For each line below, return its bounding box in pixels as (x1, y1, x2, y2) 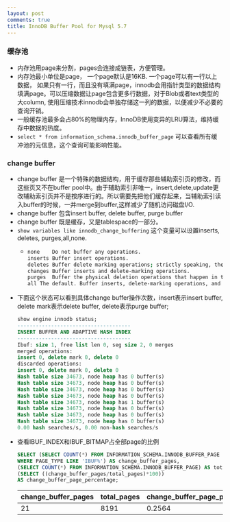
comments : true (7, 16, 51, 23)
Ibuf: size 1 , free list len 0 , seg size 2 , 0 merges (16, 341, 175, 348)
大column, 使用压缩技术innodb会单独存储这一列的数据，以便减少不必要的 (16, 97, 223, 106)
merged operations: (16, 348, 73, 355)
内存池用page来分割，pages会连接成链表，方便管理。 (16, 63, 169, 72)
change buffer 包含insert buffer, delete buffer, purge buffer (16, 209, 183, 217)
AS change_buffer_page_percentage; (16, 477, 119, 484)
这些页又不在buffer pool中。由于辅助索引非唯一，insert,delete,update (16, 183, 214, 191)
